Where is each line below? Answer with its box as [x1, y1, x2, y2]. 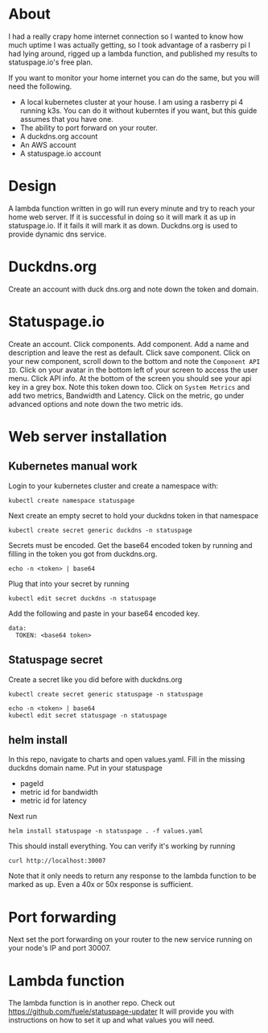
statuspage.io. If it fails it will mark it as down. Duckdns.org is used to [8, 220, 238, 230]
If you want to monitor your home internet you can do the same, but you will [8, 73, 260, 82]
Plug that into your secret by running [8, 579, 130, 588]
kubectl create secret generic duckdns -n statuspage [8, 526, 193, 534]
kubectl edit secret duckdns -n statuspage [8, 594, 157, 602]
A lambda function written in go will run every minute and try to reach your [8, 203, 255, 213]
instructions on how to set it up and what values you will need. [8, 1015, 215, 1025]
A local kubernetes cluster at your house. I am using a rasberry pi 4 [19, 97, 244, 107]
